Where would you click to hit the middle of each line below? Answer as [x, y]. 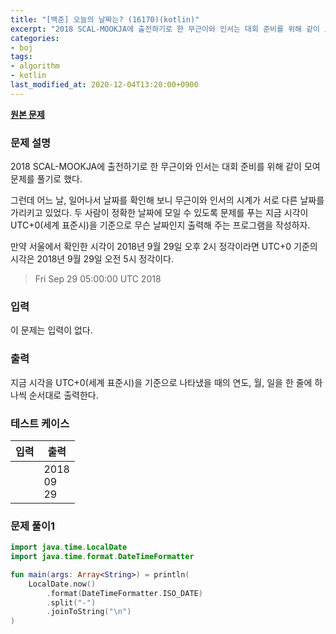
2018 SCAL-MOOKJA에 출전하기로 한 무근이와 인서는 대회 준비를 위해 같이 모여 [165, 167]
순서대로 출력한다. [63, 395]
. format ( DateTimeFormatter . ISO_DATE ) [124, 593]
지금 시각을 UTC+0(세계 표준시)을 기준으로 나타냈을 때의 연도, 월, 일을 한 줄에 [161, 382]
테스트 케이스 [40, 423]
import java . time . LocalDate [69, 547]
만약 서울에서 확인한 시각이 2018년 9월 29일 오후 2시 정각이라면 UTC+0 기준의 [164, 247]
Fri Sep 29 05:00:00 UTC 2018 [98, 279]
